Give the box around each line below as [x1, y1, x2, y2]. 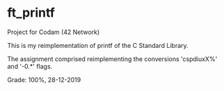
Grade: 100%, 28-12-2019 [7, 75, 81, 84]
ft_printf [7, 5, 56, 21]
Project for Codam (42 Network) [7, 28, 100, 36]
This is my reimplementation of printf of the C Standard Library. [7, 41, 189, 49]
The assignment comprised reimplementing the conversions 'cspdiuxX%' [7, 54, 218, 63]
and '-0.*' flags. [7, 62, 53, 70]
